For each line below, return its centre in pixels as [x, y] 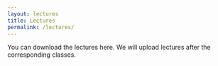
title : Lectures [31, 21]
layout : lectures [33, 14]
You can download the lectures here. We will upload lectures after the [109, 48]
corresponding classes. [42, 55]
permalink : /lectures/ [41, 27]
